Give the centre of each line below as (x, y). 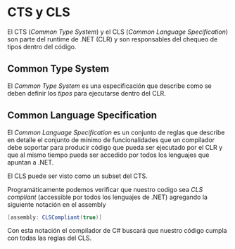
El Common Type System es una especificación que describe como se (110, 86)
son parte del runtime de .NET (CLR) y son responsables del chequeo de (113, 39)
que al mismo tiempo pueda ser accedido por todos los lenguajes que (108, 155)
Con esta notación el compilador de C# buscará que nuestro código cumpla (117, 231)
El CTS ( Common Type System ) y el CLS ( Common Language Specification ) (118, 32)
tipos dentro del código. (42, 46)
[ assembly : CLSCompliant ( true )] (55, 217)
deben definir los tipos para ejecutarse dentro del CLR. (87, 93)
